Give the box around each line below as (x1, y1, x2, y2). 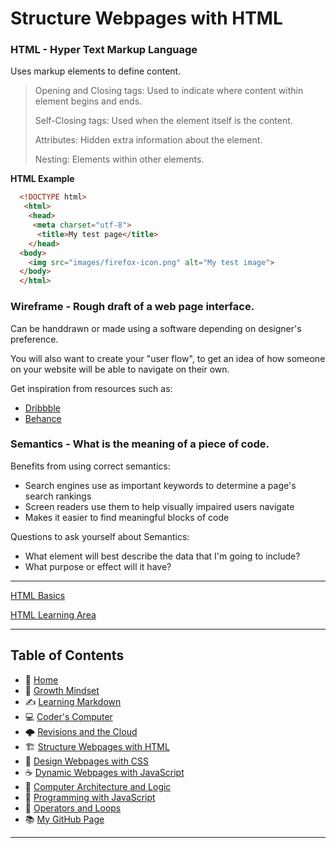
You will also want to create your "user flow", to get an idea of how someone (10, 352, 326, 364)
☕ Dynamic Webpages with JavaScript (24, 766, 185, 778)
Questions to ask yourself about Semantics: (10, 530, 190, 542)
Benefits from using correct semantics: (10, 460, 171, 472)
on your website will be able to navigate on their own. (10, 363, 230, 375)
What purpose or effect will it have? (24, 560, 172, 572)
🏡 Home (24, 673, 59, 686)
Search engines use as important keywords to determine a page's (24, 479, 297, 491)
